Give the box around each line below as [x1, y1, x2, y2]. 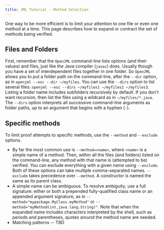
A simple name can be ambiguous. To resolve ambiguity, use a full [12, 183, 146, 189]
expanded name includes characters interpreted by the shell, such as [12, 209, 152, 215]
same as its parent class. [12, 178, 63, 184]
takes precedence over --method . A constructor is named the [28, 173, 152, 179]
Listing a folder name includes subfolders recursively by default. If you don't [5, 89, 159, 95]
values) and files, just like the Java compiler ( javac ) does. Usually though [5, 63, 153, 69]
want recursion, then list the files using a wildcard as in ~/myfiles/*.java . [5, 94, 153, 100]
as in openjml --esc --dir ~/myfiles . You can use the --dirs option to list [5, 79, 155, 85]
